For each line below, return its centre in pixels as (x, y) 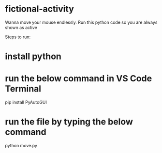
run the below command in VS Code (79, 79)
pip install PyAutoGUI (26, 102)
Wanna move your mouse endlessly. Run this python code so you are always (81, 22)
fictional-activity (39, 9)
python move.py (21, 145)
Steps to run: (18, 37)
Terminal (23, 89)
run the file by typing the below (69, 122)
